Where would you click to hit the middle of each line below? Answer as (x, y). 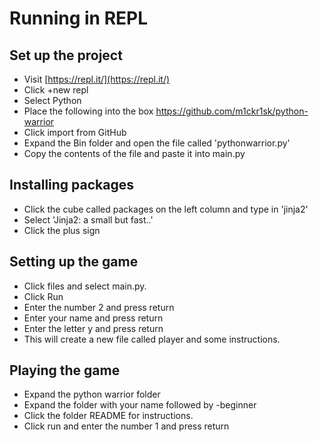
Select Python (52, 100)
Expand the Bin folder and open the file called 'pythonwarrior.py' (157, 143)
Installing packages (72, 185)
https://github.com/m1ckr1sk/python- (232, 111)
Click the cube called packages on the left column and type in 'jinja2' (166, 209)
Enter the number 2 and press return (99, 307)
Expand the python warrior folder (92, 394)
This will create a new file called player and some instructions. (152, 339)
